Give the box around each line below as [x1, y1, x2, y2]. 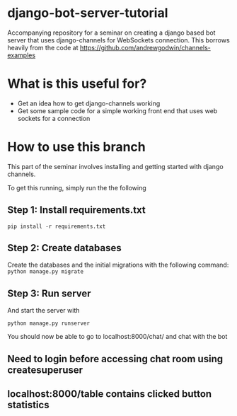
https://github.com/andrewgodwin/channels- [79, 43, 211, 52]
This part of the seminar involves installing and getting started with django [7, 162, 224, 171]
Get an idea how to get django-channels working [17, 99, 161, 108]
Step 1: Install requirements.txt [7, 204, 146, 216]
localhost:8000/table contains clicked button [7, 388, 212, 400]
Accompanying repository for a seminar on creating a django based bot [7, 28, 216, 37]
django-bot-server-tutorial [7, 5, 168, 21]
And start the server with [7, 306, 80, 315]
